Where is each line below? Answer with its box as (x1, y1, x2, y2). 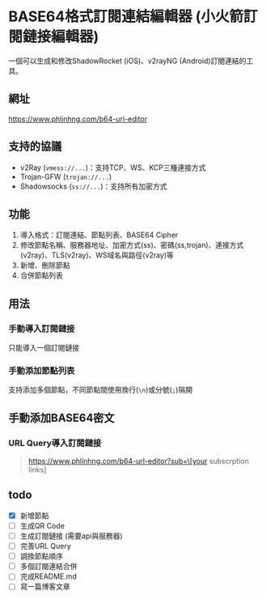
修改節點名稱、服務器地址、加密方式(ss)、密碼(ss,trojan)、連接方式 (19, 240, 244, 250)
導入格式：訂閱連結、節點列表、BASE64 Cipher (19, 230, 179, 240)
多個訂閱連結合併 (19, 562, 78, 571)
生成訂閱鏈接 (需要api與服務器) (19, 531, 123, 541)
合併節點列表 (19, 270, 63, 280)
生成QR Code (19, 520, 65, 530)
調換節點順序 (19, 551, 63, 561)
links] (27, 465, 47, 474)
